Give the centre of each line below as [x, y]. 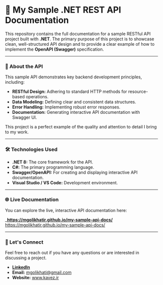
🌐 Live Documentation [32, 200]
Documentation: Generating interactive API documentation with [76, 112]
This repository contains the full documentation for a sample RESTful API [78, 34]
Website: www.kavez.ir [35, 278]
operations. [37, 97]
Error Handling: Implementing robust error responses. [66, 107]
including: [15, 82]
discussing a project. [26, 258]
